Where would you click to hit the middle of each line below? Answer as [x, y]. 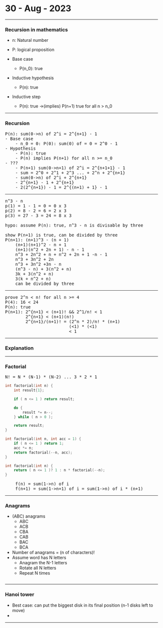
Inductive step [26, 97]
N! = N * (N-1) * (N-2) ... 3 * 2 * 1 [51, 377]
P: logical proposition [33, 50]
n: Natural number [30, 40]
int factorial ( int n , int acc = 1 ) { [43, 439]
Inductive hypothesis [33, 78]
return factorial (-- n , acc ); [43, 453]
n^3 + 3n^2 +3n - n [38, 264]
